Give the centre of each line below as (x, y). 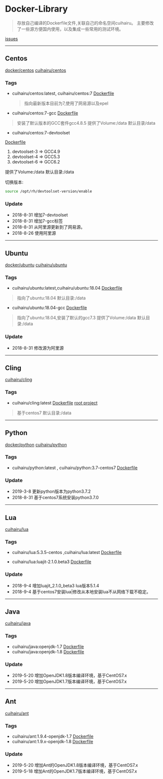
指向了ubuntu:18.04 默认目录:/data (51, 298)
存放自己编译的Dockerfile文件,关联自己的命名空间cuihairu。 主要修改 (85, 23)
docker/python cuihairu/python (36, 444)
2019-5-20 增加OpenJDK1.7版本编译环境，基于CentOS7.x (69, 681)
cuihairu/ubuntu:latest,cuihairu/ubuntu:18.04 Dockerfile (67, 288)
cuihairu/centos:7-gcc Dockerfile (45, 113)
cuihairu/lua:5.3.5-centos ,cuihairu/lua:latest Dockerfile (67, 552)
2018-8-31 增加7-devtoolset (40, 215)
